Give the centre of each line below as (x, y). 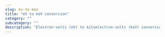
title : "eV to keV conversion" (37, 14)
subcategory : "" (22, 23)
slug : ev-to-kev (22, 9)
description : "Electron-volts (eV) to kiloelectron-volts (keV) (72, 27)
